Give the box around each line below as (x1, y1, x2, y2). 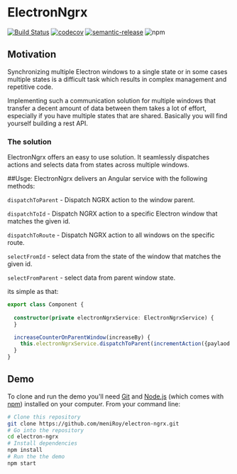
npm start (7, 460, 37, 467)
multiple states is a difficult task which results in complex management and (7, 75, 227, 83)
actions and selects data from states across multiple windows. (7, 161, 189, 169)
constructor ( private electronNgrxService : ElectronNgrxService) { (13, 314, 214, 321)
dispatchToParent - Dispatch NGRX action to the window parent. (7, 196, 195, 204)
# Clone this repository (7, 414, 81, 421)
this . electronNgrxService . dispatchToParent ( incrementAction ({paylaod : (20, 340, 233, 347)
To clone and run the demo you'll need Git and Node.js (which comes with (7, 392, 224, 401)
